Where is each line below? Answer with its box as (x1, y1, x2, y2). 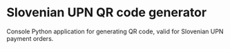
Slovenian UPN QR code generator (6, 5, 207, 20)
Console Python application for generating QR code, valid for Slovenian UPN (6, 27, 224, 35)
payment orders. (6, 34, 54, 42)
